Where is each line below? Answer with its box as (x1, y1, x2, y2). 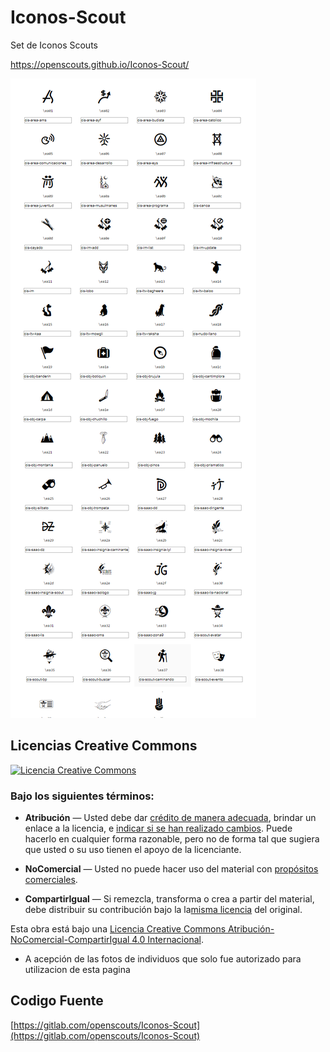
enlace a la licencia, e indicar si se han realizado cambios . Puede (24, 822, 293, 835)
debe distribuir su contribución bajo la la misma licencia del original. (24, 904, 303, 916)
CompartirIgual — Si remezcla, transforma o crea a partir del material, (24, 893, 315, 905)
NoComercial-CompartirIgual (10, 934, 130, 946)
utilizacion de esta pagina (24, 964, 131, 976)
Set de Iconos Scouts (10, 39, 98, 51)
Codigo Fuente (10, 992, 104, 1010)
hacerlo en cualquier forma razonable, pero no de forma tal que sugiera (24, 833, 320, 845)
